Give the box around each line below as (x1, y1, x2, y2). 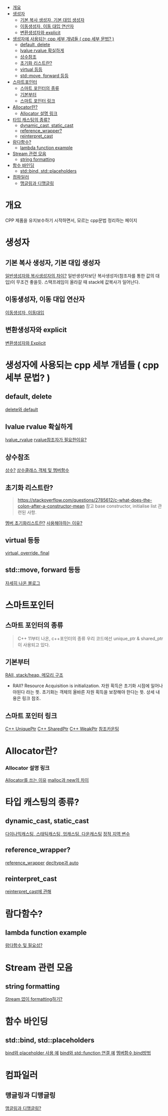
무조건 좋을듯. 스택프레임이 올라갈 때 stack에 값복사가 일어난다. (16, 279, 140, 285)
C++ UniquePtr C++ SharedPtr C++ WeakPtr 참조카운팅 (5, 726, 119, 732)
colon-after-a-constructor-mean (17, 503, 85, 509)
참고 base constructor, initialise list (86, 503, 157, 509)
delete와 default (5, 406, 38, 412)
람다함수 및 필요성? (5, 942, 43, 948)
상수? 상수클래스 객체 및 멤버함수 (5, 467, 69, 473)
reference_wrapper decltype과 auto (5, 860, 79, 866)
